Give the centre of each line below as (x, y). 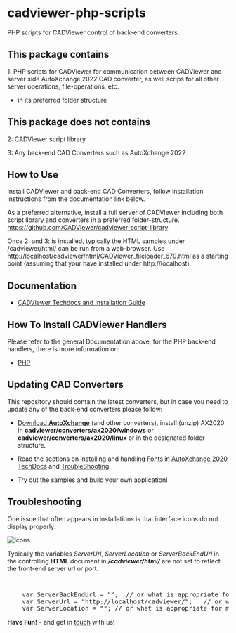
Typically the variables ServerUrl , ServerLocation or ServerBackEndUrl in (113, 554)
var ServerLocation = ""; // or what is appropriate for (122, 608)
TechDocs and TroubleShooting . (64, 466)
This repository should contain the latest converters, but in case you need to (118, 401)
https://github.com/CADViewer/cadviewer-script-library (88, 228)
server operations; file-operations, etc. (63, 86)
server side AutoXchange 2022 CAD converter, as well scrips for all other (113, 79)
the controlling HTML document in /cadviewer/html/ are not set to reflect (114, 561)
